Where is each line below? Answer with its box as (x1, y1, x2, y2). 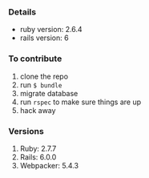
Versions (8, 125, 44, 136)
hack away (19, 105, 56, 115)
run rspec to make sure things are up (19, 97, 142, 107)
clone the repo (19, 71, 69, 81)
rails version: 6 (19, 33, 70, 42)
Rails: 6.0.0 (19, 152, 57, 162)
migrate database (19, 88, 79, 98)
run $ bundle (19, 79, 62, 90)
